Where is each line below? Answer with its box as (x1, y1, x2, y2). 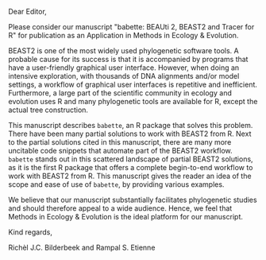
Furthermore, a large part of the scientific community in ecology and (8, 88, 232, 98)
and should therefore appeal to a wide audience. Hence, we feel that (8, 204, 233, 213)
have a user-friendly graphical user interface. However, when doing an (8, 63, 240, 72)
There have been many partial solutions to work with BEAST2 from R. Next (8, 129, 252, 138)
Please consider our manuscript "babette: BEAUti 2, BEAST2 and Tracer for (8, 22, 255, 31)
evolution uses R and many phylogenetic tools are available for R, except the (8, 97, 258, 106)
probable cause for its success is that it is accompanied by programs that (8, 55, 249, 64)
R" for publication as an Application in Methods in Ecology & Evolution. (8, 31, 239, 40)
